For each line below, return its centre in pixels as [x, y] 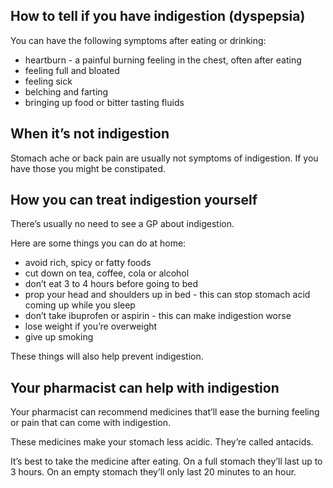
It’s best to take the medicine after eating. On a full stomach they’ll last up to [166, 461]
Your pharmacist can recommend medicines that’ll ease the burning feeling [165, 412]
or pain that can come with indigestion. [91, 423]
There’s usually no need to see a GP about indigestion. [122, 224]
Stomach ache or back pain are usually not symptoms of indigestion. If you [164, 158]
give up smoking [59, 337]
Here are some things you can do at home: [98, 243]
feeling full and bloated [72, 70]
